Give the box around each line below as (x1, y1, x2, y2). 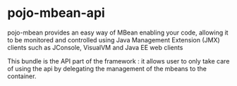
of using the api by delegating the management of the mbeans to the (7, 64, 207, 73)
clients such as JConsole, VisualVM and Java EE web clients (7, 43, 183, 51)
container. (7, 72, 37, 80)
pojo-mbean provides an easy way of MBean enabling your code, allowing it (7, 28, 229, 37)
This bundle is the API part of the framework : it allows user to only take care (7, 56, 230, 65)
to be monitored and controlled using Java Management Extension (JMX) (7, 35, 220, 44)
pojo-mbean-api (7, 5, 106, 21)
